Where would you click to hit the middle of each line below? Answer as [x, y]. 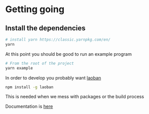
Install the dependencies [45, 28]
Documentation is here [29, 106]
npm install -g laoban [29, 87]
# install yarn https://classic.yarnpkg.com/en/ [58, 40]
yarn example [19, 68]
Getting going [35, 9]
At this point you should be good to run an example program [68, 54]
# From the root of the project [40, 63]
